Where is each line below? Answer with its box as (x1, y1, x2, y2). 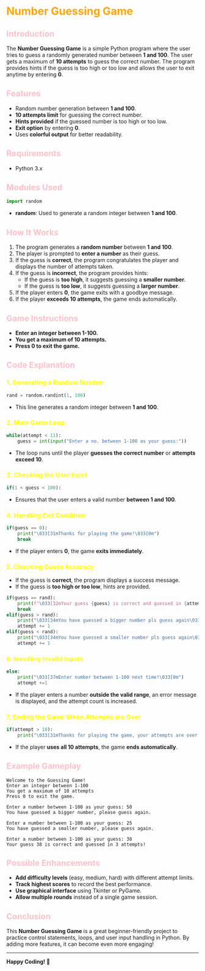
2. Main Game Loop (6, 419, 65, 427)
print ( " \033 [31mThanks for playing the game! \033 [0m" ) (17, 530, 160, 537)
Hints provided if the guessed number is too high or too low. (15, 117, 168, 125)
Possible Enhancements (6, 857, 101, 868)
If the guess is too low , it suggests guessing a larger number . (24, 282, 180, 290)
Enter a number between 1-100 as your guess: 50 (6, 804, 132, 810)
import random (6, 199, 43, 205)
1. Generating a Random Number (6, 378, 104, 387)
